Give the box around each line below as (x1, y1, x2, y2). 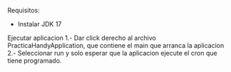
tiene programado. (7, 56, 62, 65)
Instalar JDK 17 (17, 20, 62, 28)
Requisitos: (7, 6, 41, 14)
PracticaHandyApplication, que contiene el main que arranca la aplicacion (7, 41, 225, 49)
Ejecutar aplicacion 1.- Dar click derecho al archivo (7, 34, 157, 42)
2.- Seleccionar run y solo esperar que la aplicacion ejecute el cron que (7, 49, 217, 57)
